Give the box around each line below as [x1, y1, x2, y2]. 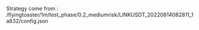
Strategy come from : [6, 5, 59, 12]
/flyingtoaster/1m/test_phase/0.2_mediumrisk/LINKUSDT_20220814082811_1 [6, 11, 194, 18]
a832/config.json [6, 18, 49, 24]
